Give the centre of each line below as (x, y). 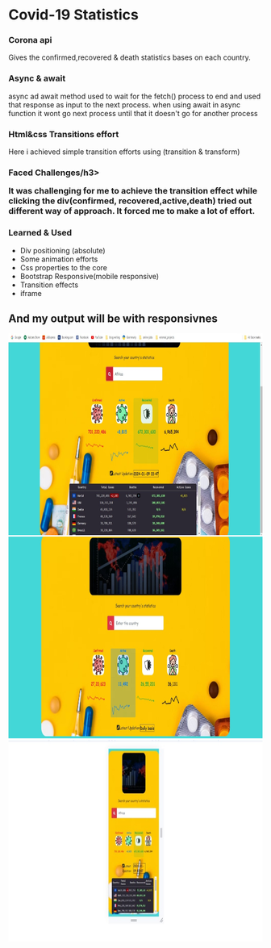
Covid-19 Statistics (73, 15)
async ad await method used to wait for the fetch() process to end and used (135, 96)
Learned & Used (40, 233)
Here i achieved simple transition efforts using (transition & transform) (124, 152)
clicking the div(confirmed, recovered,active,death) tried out (130, 201)
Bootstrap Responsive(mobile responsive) (90, 276)
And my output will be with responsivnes (113, 319)
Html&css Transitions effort (64, 134)
